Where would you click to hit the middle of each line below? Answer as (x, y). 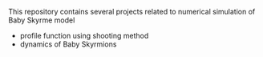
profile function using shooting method (84, 36)
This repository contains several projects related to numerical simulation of (132, 12)
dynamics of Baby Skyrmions (68, 44)
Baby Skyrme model (42, 20)
